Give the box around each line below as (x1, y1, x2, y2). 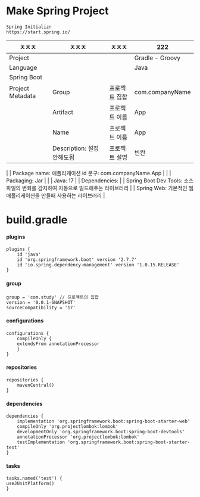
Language (9, 63, 37, 72)
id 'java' (17, 251, 42, 257)
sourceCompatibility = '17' (6, 305, 76, 310)
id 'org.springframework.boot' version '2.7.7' (17, 257, 137, 263)
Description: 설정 (52, 144, 99, 153)
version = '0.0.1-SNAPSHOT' (6, 299, 76, 305)
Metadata (9, 91, 36, 100)
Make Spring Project (6, 4, 109, 18)
